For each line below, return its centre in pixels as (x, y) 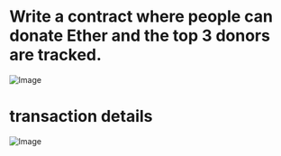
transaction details (81, 117)
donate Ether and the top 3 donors (140, 36)
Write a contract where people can (141, 17)
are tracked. (55, 55)
